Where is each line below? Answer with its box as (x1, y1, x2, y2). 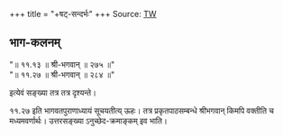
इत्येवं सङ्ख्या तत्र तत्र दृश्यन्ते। (9, 86, 97, 98)
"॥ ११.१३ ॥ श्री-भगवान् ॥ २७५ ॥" (9, 59, 115, 69)
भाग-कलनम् (9, 35, 60, 50)
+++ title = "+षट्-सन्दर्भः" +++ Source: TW (9, 9, 157, 19)
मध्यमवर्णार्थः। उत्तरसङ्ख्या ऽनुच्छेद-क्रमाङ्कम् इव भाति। (9, 115, 169, 126)
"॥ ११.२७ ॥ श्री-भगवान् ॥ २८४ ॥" (9, 68, 115, 80)
